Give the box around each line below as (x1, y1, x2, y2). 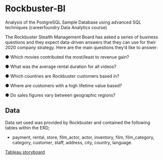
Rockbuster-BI (5, 3, 66, 14)
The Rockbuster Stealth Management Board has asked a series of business (5, 34, 158, 40)
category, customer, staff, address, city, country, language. (12, 139, 132, 145)
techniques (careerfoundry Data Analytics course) (5, 24, 107, 30)
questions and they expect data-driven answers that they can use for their (5, 39, 157, 45)
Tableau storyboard (5, 149, 45, 155)
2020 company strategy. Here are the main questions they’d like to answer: (5, 44, 158, 50)
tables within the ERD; (5, 125, 50, 130)
